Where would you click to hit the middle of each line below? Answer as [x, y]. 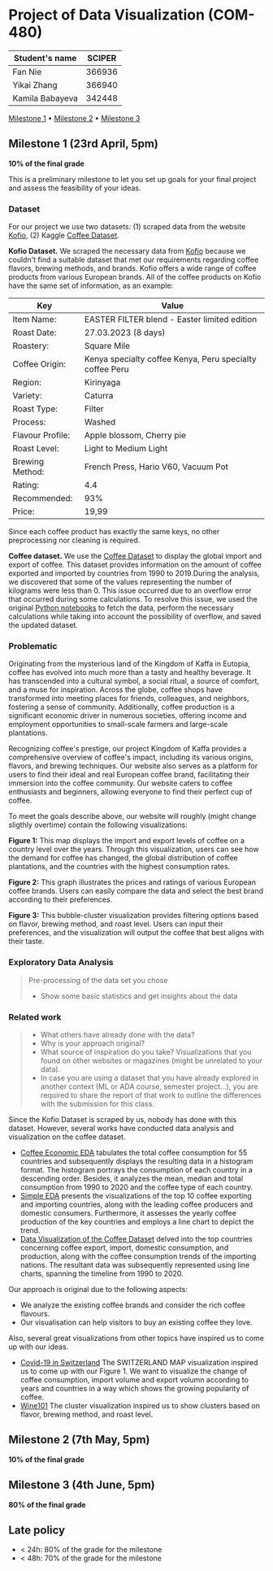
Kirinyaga [102, 382]
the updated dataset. [43, 625]
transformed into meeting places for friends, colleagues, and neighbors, [129, 698]
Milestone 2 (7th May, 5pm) [79, 1440]
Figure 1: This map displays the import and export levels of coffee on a [127, 841]
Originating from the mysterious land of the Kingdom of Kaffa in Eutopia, [129, 664]
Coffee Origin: [39, 364]
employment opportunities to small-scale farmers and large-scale [118, 725]
